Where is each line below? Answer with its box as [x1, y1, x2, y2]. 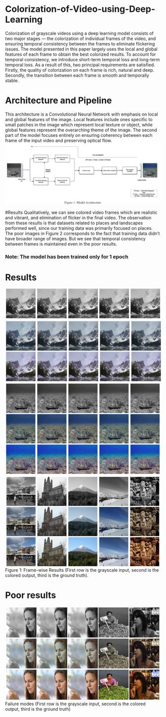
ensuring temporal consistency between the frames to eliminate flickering [5, 41, 155, 46]
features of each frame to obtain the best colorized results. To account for [5, 51, 156, 57]
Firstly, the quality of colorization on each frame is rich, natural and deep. [5, 67, 155, 73]
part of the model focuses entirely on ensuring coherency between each [5, 132, 153, 138]
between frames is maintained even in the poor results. [5, 241, 117, 247]
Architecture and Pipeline [5, 95, 112, 106]
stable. [5, 78, 19, 84]
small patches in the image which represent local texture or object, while [5, 122, 153, 127]
